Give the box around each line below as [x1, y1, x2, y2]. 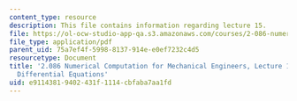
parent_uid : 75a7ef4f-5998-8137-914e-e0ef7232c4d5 [9, 46, 200, 54]
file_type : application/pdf [9, 37, 113, 47]
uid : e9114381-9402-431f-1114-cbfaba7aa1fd [9, 78, 172, 87]
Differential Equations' [17, 70, 109, 79]
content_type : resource [9, 12, 97, 22]
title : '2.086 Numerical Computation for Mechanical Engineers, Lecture [9, 62, 283, 71]
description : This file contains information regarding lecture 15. [9, 21, 267, 30]
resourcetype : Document [9, 54, 97, 62]
